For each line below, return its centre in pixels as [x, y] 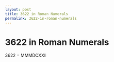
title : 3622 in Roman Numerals [37, 14]
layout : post [18, 9]
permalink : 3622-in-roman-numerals [41, 18]
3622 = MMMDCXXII [26, 55]
